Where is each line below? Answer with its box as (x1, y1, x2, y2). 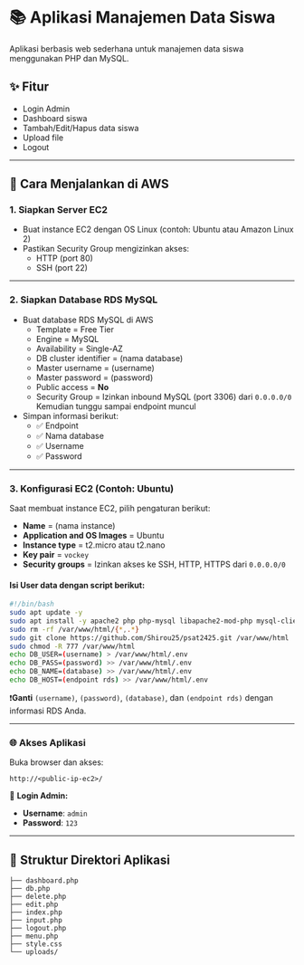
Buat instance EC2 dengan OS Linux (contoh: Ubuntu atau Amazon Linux (22, 224, 294, 235)
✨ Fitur (9, 79, 50, 95)
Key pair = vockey (22, 549, 89, 560)
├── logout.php (9, 924, 67, 933)
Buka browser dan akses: (9, 757, 104, 768)
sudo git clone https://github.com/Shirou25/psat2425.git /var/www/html (9, 633, 290, 643)
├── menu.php (9, 932, 59, 941)
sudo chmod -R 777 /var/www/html (9, 642, 136, 651)
